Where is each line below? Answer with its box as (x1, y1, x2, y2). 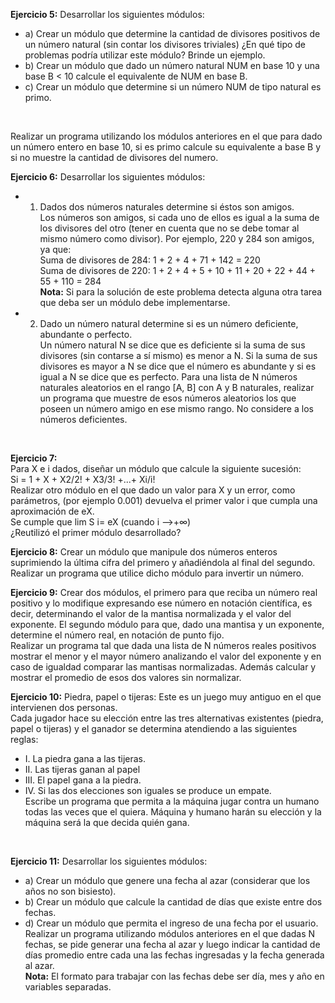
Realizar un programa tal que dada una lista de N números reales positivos (10, 640, 317, 651)
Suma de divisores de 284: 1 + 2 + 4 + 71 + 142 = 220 (39, 254, 261, 266)
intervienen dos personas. (10, 702, 118, 713)
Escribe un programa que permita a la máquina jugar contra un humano (24, 795, 320, 807)
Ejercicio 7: (10, 452, 58, 464)
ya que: (39, 244, 72, 255)
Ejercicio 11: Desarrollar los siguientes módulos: (10, 855, 208, 867)
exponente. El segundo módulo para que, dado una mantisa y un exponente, (10, 619, 325, 630)
